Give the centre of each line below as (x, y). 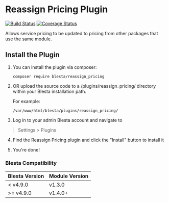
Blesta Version (26, 176)
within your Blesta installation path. (50, 91)
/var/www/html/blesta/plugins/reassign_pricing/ (65, 111)
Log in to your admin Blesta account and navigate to (67, 120)
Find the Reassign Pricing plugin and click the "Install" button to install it (88, 140)
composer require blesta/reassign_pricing (58, 77)
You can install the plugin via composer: (55, 67)
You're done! (26, 149)
